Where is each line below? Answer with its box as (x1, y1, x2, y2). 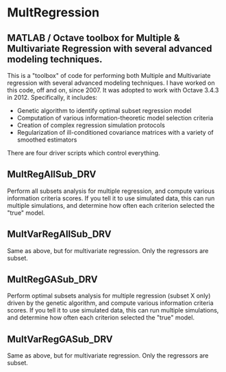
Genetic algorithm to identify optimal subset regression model (16, 107, 192, 114)
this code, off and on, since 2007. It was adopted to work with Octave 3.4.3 (7, 86, 219, 94)
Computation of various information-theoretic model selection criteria (16, 114, 214, 122)
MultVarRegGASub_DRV (7, 333, 113, 345)
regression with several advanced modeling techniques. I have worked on (7, 79, 216, 87)
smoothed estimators (16, 135, 77, 144)
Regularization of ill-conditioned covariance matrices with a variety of (16, 129, 214, 136)
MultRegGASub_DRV (7, 274, 98, 285)
